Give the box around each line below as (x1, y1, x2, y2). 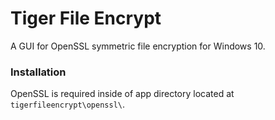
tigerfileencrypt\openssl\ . (10, 98, 126, 111)
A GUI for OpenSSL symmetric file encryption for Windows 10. (10, 40, 266, 52)
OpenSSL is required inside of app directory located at (10, 88, 235, 100)
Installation (10, 65, 67, 79)
